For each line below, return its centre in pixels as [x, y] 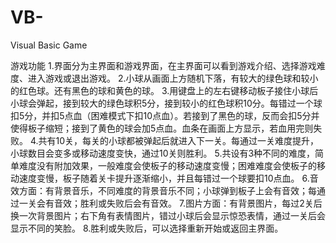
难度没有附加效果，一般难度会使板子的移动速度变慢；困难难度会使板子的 [167, 165]
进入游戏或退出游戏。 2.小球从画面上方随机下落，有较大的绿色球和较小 [173, 78]
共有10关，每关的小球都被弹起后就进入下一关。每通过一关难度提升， [179, 140]
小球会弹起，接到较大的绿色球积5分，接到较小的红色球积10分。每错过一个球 [166, 103]
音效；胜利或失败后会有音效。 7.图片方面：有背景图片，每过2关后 [188, 203]
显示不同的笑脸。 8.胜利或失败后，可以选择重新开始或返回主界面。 [147, 228]
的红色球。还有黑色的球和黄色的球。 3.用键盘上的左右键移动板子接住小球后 [164, 90]
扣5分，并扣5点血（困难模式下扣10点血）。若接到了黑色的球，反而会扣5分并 [165, 115]
